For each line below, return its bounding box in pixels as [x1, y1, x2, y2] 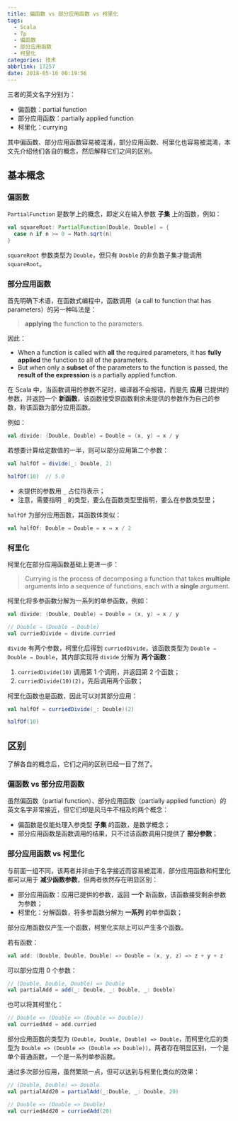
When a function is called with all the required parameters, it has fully [17, 348, 222, 357]
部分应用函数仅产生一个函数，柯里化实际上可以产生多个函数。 [7, 923, 188, 931]
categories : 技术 [7, 57, 57, 64]
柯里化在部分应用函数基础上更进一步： [7, 560, 119, 569]
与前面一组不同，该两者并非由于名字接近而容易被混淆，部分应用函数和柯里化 [7, 866, 231, 875]
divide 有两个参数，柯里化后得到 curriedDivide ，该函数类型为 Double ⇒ [7, 644, 217, 652]
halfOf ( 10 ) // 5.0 [7, 472, 65, 480]
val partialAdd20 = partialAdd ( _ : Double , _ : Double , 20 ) [7, 1088, 179, 1095]
